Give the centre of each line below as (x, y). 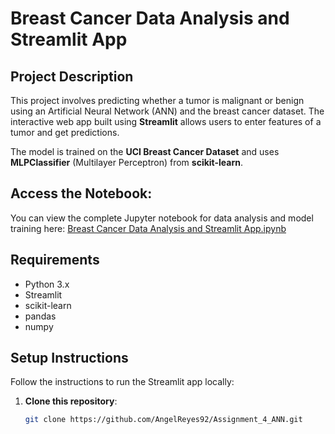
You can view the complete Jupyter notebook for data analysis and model (162, 218)
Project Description (72, 76)
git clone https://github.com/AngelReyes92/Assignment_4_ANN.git (163, 420)
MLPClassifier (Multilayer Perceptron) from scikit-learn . (127, 162)
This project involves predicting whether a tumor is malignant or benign (157, 100)
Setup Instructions (69, 358)
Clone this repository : (71, 401)
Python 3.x (47, 284)
